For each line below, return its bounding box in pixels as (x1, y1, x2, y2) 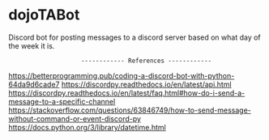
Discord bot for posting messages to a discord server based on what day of (8, 32, 261, 42)
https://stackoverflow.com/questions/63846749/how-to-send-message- (8, 105, 251, 115)
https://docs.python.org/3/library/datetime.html (8, 122, 166, 132)
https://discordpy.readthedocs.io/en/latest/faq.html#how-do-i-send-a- (8, 87, 246, 98)
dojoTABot (8, 6, 80, 24)
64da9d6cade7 (8, 79, 60, 89)
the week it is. (8, 40, 55, 50)
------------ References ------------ (80, 57, 212, 65)
